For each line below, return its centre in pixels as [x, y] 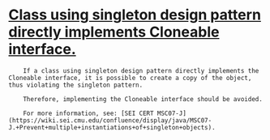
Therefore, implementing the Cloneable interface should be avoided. [143, 99]
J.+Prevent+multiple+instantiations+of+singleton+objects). [112, 127]
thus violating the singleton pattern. [76, 85]
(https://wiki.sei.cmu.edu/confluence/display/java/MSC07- [110, 120]
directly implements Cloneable [114, 32]
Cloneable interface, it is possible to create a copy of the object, [130, 78]
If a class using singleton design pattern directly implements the [141, 70]
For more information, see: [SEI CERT [88, 113]
